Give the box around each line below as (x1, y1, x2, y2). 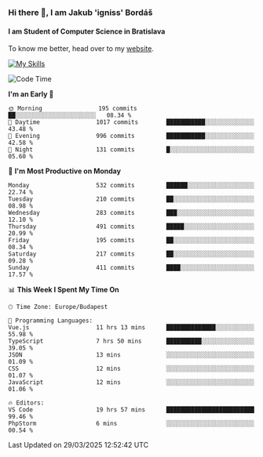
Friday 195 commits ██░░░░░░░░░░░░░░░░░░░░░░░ (8, 237, 255, 245)
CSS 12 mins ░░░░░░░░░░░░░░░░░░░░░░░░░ (8, 365, 255, 373)
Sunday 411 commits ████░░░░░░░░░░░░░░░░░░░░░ (8, 264, 255, 272)
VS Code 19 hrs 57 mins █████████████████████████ (8, 406, 255, 414)
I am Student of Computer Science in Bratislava (8, 27, 166, 36)
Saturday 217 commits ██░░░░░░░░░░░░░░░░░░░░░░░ (8, 250, 255, 258)
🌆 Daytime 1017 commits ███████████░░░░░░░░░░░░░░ (8, 118, 255, 126)
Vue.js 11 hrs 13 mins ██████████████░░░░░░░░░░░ (8, 324, 255, 332)
